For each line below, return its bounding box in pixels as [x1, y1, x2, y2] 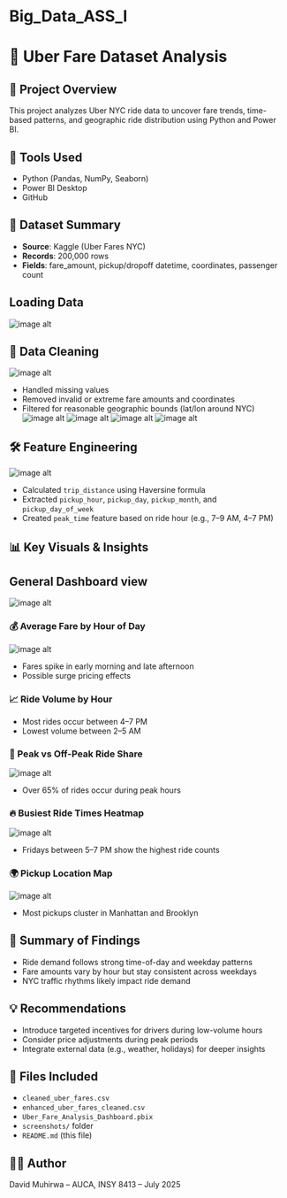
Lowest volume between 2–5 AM [21, 726, 141, 736]
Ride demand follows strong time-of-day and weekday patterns [21, 956, 253, 967]
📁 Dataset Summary [9, 218, 121, 233]
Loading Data [9, 295, 84, 311]
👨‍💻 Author [9, 1156, 67, 1171]
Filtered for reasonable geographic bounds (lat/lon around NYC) [21, 403, 255, 414]
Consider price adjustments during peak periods [21, 1033, 199, 1045]
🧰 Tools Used [9, 150, 83, 165]
